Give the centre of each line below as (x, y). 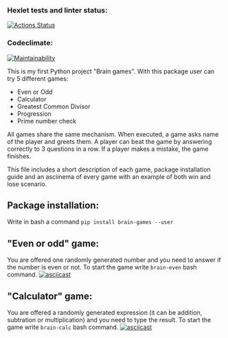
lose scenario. (27, 184)
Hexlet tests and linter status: (57, 10)
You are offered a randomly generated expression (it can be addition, (105, 313)
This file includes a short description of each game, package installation (109, 169)
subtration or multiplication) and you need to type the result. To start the (109, 320)
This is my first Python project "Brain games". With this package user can (111, 71)
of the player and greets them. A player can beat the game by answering (110, 141)
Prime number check (47, 121)
